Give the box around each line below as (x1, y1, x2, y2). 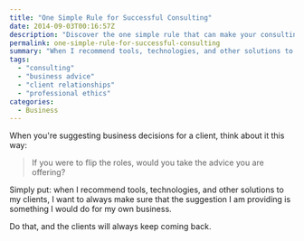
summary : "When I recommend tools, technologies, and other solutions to (9, 47, 294, 56)
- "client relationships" (17, 80, 116, 89)
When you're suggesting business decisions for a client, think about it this (9, 130, 285, 141)
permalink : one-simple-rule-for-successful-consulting (9, 38, 221, 48)
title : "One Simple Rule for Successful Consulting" (9, 13, 213, 23)
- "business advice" (17, 72, 95, 81)
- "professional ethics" (17, 88, 111, 97)
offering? (31, 167, 66, 178)
